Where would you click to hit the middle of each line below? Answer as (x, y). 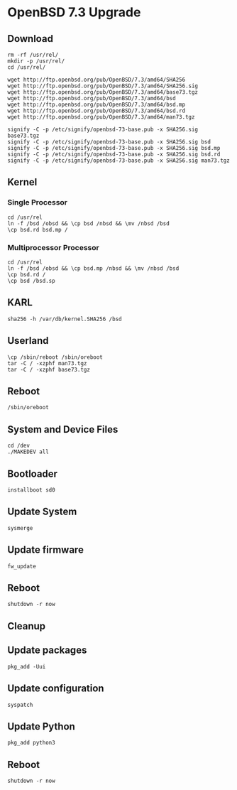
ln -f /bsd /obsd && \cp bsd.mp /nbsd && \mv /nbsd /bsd (93, 268)
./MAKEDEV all (28, 452)
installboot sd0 (31, 490)
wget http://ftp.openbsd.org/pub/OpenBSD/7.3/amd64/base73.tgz (103, 92)
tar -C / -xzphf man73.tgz (47, 363)
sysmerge (20, 528)
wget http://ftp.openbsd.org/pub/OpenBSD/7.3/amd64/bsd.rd (97, 111)
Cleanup (27, 626)
